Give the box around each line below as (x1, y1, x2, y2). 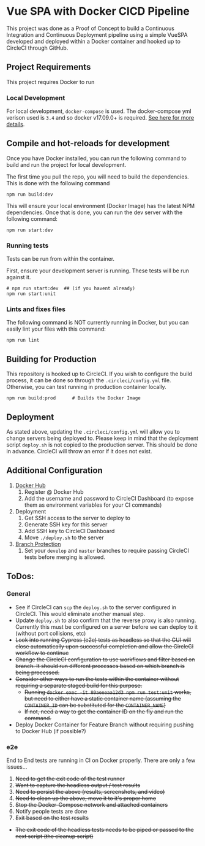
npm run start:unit (6, 291, 56, 297)
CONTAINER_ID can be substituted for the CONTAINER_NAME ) (24, 701, 166, 709)
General (6, 590, 31, 598)
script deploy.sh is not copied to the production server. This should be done (6, 441, 198, 448)
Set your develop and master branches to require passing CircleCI (24, 547, 190, 554)
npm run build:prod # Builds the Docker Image (6, 395, 141, 401)
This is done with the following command (6, 179, 110, 187)
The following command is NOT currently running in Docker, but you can (6, 319, 189, 326)
